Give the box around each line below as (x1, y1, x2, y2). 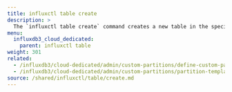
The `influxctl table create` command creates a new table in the (13, 23, 209, 30)
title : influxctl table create (7, 10, 97, 17)
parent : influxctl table (19, 42, 91, 49)
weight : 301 (7, 49, 41, 56)
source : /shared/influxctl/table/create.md (7, 74, 135, 82)
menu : (7, 29, 23, 37)
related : (7, 55, 32, 62)
